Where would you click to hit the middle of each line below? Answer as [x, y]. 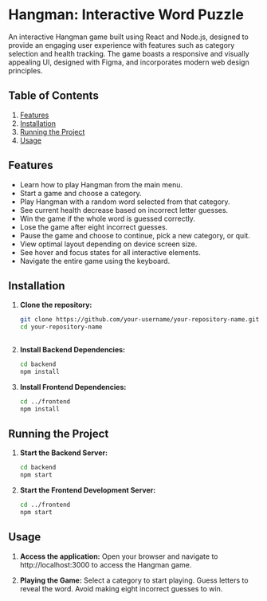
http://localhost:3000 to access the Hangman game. [106, 564]
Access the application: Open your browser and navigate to [119, 556]
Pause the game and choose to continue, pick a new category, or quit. [135, 235]
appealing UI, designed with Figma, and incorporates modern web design [129, 62]
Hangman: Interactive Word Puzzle [126, 15]
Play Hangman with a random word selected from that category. [125, 202]
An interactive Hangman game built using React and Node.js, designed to [128, 37]
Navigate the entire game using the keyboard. [95, 261]
